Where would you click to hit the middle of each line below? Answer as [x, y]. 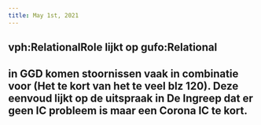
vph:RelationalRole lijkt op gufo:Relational [113, 48]
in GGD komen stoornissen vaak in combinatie [123, 74]
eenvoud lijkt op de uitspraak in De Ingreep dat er [130, 99]
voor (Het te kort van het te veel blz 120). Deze [123, 86]
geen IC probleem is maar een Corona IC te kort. [128, 111]
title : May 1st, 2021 [44, 15]
